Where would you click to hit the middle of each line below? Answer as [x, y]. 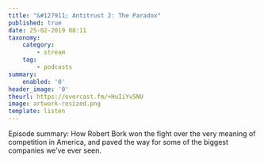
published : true [35, 23]
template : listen [37, 112]
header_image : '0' [38, 89]
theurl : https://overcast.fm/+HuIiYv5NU [76, 97]
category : [39, 45]
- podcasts [55, 67]
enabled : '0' [44, 81]
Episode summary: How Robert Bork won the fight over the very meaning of [132, 134]
